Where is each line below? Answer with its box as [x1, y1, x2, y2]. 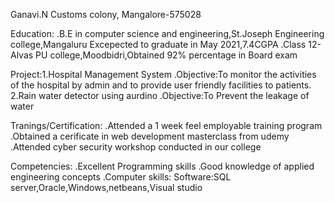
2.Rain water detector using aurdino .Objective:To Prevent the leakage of [10, 90, 310, 101]
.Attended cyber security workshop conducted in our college [10, 141, 262, 153]
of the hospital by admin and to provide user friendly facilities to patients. [10, 79, 312, 91]
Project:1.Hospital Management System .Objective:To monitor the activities [10, 69, 317, 80]
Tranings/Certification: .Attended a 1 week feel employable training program [10, 120, 323, 131]
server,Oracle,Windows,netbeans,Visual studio [10, 182, 203, 193]
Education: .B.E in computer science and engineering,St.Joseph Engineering [10, 28, 325, 39]
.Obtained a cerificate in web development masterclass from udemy [10, 130, 290, 142]
